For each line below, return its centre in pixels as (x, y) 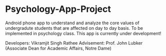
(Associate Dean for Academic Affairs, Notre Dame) (58, 48)
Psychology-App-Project (58, 9)
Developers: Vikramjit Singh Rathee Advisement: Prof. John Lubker (74, 43)
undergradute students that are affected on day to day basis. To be (74, 28)
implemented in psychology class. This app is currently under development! (83, 33)
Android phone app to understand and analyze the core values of (72, 23)
